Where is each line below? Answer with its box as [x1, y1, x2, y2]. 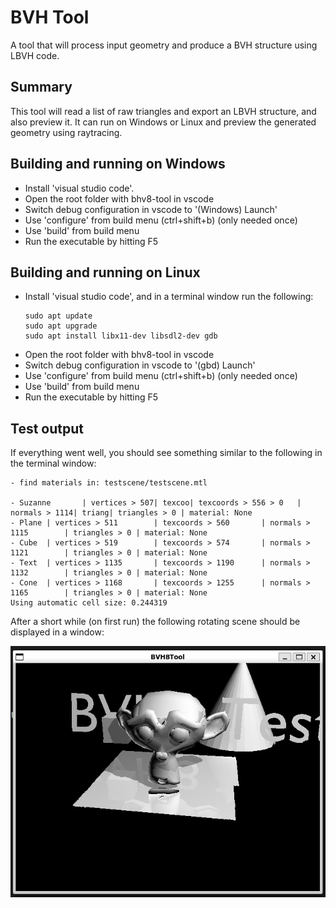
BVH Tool [10, 6, 90, 29]
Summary [10, 79, 73, 96]
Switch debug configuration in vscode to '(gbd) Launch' [24, 359, 256, 371]
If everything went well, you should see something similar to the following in [10, 447, 323, 459]
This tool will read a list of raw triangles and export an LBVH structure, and [10, 105, 317, 117]
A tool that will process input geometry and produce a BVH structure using [10, 39, 318, 51]
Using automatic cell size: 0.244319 [10, 598, 168, 608]
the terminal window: [10, 457, 97, 470]
